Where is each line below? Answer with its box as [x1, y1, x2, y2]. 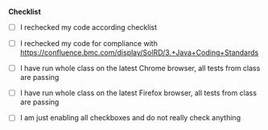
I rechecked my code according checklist [19, 23, 158, 31]
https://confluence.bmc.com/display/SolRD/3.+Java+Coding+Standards [19, 48, 259, 57]
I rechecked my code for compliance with [19, 39, 159, 48]
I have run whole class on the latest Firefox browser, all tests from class [19, 88, 258, 98]
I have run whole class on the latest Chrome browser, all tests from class [19, 64, 261, 73]
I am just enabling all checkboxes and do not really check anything [19, 113, 241, 123]
